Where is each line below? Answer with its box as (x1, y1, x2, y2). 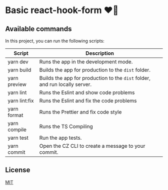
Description (85, 50, 114, 57)
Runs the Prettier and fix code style (39, 109, 122, 115)
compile (7, 126, 26, 133)
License (5, 166, 30, 174)
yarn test (7, 134, 29, 141)
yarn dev (7, 58, 28, 65)
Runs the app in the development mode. (39, 58, 133, 65)
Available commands (5, 25, 72, 33)
